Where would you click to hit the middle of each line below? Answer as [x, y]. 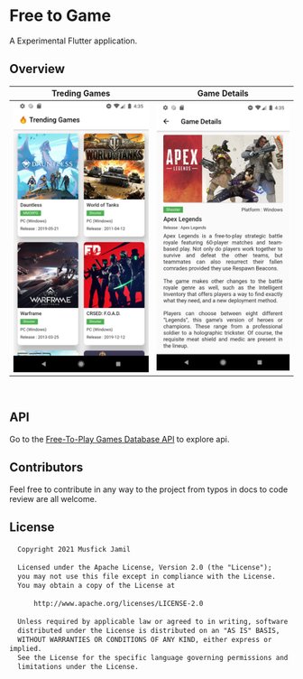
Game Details [223, 93]
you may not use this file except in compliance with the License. [147, 576]
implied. [26, 648]
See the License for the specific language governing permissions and [153, 657]
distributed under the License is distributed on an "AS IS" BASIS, [149, 630]
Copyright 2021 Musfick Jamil [74, 549]
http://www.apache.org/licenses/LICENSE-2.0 [118, 603]
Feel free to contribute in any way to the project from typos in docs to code [149, 489]
